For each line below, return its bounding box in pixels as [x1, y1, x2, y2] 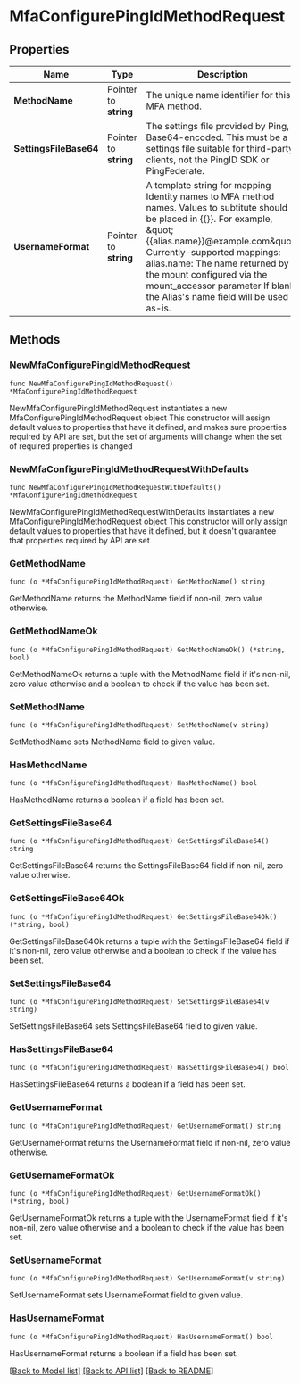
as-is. [146, 302, 171, 314]
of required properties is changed [9, 440, 133, 452]
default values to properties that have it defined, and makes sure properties [9, 421, 287, 432]
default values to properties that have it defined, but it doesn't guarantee [9, 525, 277, 536]
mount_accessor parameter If [146, 279, 270, 292]
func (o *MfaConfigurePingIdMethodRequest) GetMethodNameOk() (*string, [9, 645, 286, 654]
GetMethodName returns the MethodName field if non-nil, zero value [9, 593, 263, 604]
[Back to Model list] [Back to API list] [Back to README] [9, 1365, 214, 1376]
